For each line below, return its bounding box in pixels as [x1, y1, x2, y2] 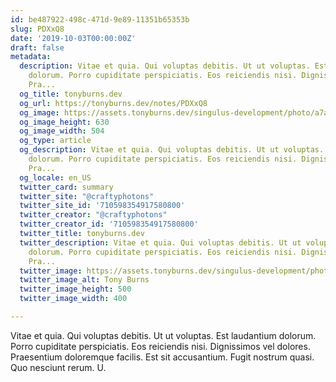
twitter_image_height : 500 [19, 284, 132, 295]
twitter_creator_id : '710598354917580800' [19, 219, 199, 230]
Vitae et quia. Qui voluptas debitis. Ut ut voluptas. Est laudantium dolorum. [10, 329, 317, 341]
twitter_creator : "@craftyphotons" [19, 210, 168, 220]
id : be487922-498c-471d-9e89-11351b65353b [10, 14, 190, 25]
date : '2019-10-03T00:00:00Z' [10, 33, 137, 43]
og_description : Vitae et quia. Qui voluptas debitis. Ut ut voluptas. [19, 145, 325, 155]
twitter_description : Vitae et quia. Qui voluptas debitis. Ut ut [19, 237, 302, 248]
